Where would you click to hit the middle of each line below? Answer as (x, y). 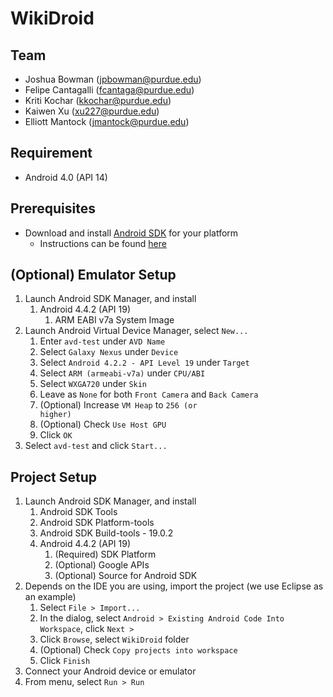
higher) (55, 415)
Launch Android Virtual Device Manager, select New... (136, 331)
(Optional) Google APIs (102, 565)
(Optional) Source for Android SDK (126, 576)
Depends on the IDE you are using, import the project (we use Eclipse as (174, 586)
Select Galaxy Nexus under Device (109, 352)
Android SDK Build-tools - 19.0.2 (106, 533)
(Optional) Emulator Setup (93, 275)
